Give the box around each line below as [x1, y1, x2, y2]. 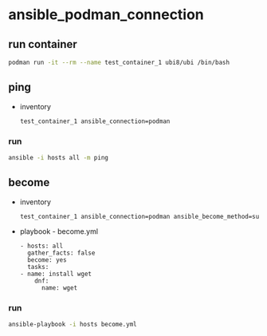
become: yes [27, 255, 67, 264]
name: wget [41, 283, 78, 292]
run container [8, 38, 77, 51]
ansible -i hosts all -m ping [8, 153, 109, 161]
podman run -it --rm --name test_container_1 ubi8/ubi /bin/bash [8, 58, 230, 66]
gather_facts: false [27, 249, 96, 257]
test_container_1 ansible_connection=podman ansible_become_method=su [19, 212, 260, 220]
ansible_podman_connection [8, 6, 205, 24]
